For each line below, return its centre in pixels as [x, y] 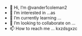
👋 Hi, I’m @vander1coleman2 [38, 8]
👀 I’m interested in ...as [33, 13]
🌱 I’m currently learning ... [35, 18]
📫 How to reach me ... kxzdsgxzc [43, 28]
